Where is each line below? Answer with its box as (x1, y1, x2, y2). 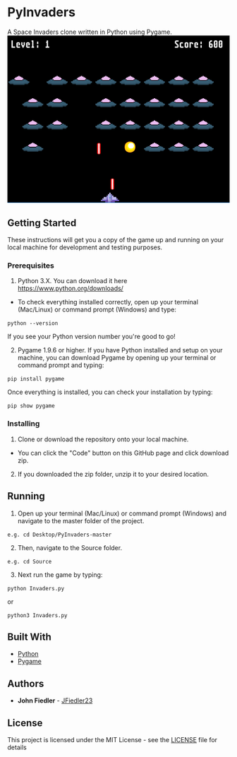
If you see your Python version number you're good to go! (7, 333, 176, 341)
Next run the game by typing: (17, 570, 103, 579)
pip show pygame (7, 403, 55, 410)
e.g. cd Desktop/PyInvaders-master (7, 531, 112, 538)
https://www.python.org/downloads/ (17, 284, 123, 293)
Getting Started (7, 217, 77, 229)
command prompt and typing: (17, 361, 104, 369)
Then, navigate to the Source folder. (17, 543, 122, 552)
